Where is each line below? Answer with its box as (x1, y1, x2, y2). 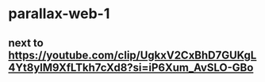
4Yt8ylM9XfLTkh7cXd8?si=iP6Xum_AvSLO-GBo (8, 61, 254, 74)
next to (8, 36, 44, 50)
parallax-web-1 (8, 5, 110, 23)
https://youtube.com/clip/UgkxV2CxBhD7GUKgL (8, 48, 257, 61)
